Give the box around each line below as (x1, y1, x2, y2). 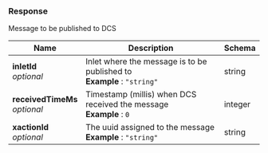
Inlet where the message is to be (85, 56, 207, 67)
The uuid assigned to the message (85, 122, 215, 133)
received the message (85, 99, 169, 110)
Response (8, 6, 48, 17)
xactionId (12, 122, 49, 133)
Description (128, 42, 174, 53)
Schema (223, 42, 256, 53)
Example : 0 (85, 109, 130, 120)
